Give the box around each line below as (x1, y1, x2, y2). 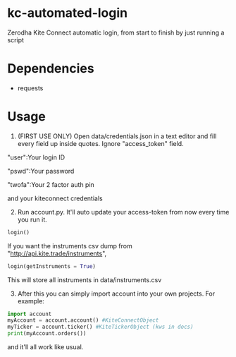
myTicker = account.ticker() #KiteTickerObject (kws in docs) (7, 323, 194, 331)
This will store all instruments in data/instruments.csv (7, 275, 162, 284)
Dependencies (7, 61, 94, 77)
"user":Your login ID (7, 153, 66, 162)
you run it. (17, 215, 47, 224)
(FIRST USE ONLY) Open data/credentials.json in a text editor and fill (17, 132, 217, 140)
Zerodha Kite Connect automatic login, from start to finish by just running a (7, 28, 225, 37)
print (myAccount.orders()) (7, 330, 87, 337)
